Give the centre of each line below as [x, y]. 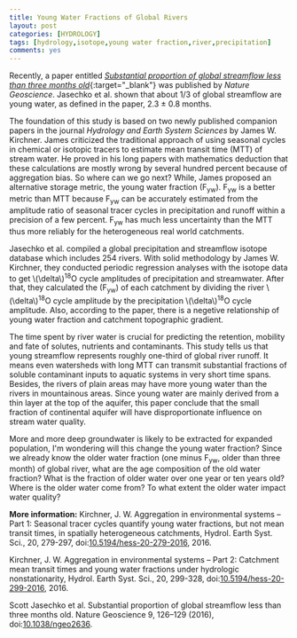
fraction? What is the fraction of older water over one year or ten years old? [147, 478]
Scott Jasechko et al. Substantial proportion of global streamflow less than [145, 605]
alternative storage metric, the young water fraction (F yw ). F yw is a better [142, 188]
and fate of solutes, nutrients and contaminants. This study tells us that [139, 346]
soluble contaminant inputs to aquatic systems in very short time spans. [141, 374]
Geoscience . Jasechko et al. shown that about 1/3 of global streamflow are [145, 95]
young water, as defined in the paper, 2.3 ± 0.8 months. [111, 104]
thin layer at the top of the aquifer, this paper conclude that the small [134, 402]
